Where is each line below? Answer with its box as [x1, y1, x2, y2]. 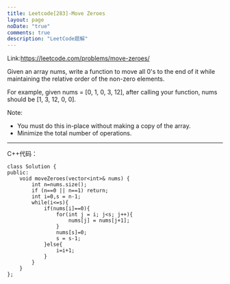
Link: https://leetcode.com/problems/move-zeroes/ [7, 54, 150, 62]
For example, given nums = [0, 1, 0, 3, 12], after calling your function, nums [7, 88, 218, 96]
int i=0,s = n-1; [31, 193, 81, 201]
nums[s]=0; [55, 229, 88, 236]
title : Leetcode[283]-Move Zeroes [7, 10, 106, 17]
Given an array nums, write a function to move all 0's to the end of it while [7, 68, 216, 76]
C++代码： [7, 150, 38, 158]
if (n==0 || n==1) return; [31, 188, 109, 194]
